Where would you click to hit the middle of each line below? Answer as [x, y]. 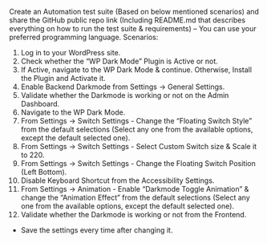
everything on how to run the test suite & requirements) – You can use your [133, 28]
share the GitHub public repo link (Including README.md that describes [127, 20]
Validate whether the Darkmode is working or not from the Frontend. [133, 215]
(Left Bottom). [44, 172]
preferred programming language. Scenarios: [84, 37]
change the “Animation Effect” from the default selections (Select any [136, 197]
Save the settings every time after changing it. [97, 230]
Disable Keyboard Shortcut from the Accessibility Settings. [117, 180]
